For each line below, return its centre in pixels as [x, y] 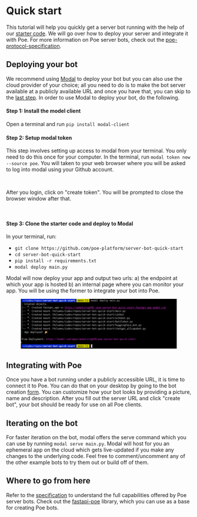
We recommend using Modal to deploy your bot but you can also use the [94, 78]
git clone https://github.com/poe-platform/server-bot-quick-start [99, 249]
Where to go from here [48, 481]
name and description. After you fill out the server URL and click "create [93, 399]
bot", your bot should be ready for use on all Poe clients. [74, 404]
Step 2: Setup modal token [39, 137]
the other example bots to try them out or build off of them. [77, 462]
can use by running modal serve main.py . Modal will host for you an [88, 443]
